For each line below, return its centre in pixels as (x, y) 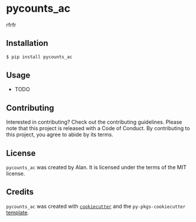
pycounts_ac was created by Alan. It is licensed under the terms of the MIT (97, 167)
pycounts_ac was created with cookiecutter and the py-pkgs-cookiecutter (96, 206)
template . (18, 212)
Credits (20, 192)
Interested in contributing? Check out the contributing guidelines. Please (94, 122)
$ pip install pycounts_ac (39, 57)
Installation (27, 43)
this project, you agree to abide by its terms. (60, 135)
